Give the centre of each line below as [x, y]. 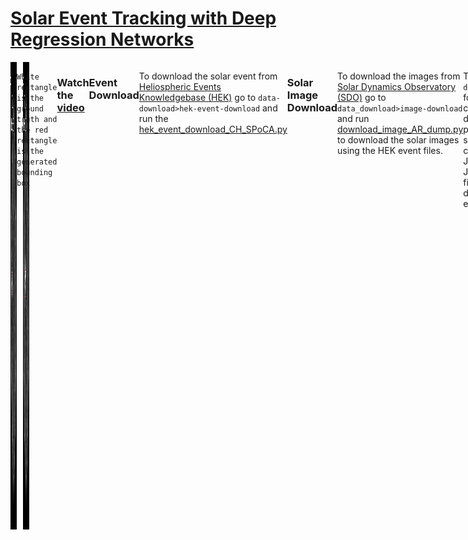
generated [37, 162]
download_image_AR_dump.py [400, 129]
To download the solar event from [208, 76]
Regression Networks [102, 39]
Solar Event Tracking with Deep [143, 18]
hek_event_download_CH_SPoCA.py [213, 129]
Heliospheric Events [180, 86]
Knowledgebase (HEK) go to [197, 97]
